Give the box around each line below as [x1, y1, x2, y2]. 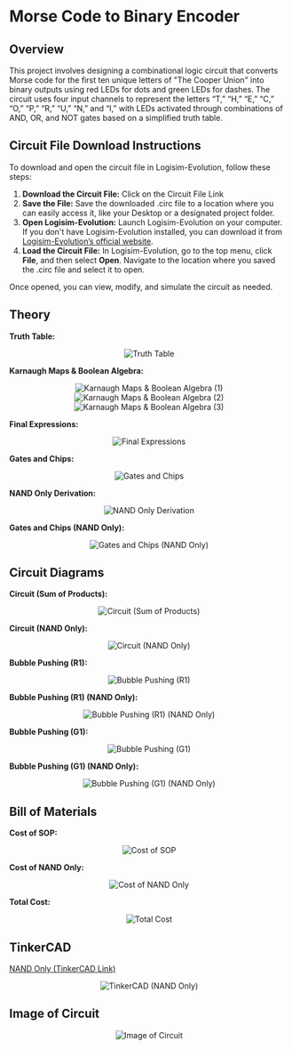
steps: [9, 171, 32, 182]
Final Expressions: [9, 418, 79, 429]
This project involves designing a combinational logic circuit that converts [9, 65, 279, 76]
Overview [9, 42, 65, 57]
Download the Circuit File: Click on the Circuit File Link [21, 189, 225, 199]
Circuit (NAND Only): [9, 623, 89, 633]
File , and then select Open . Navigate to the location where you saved [21, 254, 276, 265]
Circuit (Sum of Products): [9, 589, 108, 600]
